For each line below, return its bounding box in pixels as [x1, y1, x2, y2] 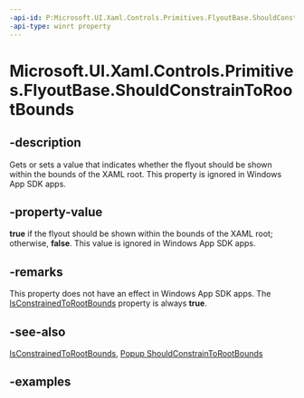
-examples [9, 374, 71, 390]
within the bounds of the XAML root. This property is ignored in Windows [9, 168, 282, 179]
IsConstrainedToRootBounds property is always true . [9, 298, 208, 308]
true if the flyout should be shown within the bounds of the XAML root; [9, 228, 273, 240]
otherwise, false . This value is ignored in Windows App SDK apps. [9, 238, 256, 249]
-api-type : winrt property [9, 22, 111, 31]
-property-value [9, 204, 103, 220]
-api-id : [9, 13, 43, 23]
